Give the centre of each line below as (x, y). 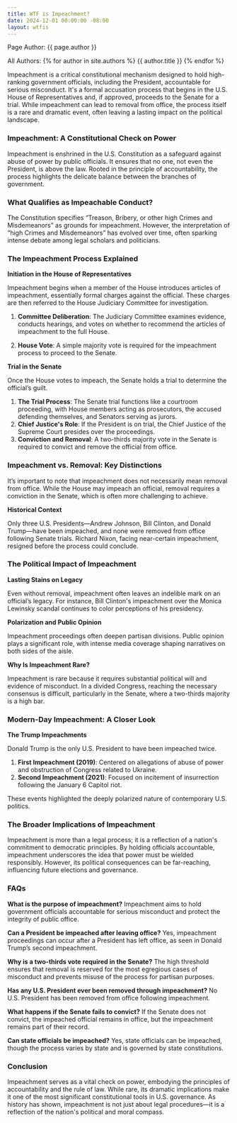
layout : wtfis (28, 27)
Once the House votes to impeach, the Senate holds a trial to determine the (117, 381)
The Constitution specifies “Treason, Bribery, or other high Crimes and (110, 218)
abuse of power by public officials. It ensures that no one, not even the (110, 161)
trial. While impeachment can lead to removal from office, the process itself (117, 105)
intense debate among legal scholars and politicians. (84, 240)
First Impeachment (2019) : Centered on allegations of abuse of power (121, 762)
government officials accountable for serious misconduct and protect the (114, 911)
